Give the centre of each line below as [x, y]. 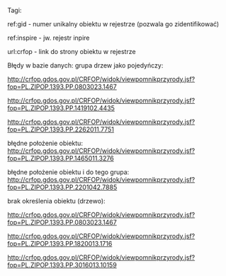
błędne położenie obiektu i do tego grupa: [68, 172]
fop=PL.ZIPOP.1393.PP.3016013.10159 [62, 265]
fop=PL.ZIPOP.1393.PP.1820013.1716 [60, 244]
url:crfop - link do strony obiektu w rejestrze [72, 52]
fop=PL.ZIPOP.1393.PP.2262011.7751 [61, 129]
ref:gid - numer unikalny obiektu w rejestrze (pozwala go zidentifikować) [113, 24]
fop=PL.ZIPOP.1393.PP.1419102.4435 [61, 108]
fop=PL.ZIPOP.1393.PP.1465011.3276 [61, 158]
